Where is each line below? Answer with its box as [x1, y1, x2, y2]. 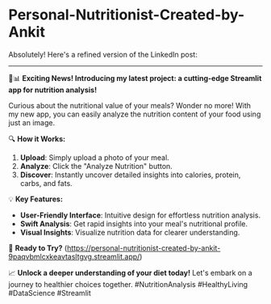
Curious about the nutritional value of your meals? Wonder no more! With [8, 100, 252, 110]
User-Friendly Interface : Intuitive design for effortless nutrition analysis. [19, 210, 261, 220]
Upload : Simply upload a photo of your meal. [19, 152, 169, 163]
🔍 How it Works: [8, 133, 66, 143]
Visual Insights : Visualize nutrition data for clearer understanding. [19, 227, 240, 237]
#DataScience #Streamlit [8, 288, 91, 298]
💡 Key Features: [8, 194, 63, 204]
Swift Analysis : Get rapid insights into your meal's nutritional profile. [19, 218, 248, 228]
